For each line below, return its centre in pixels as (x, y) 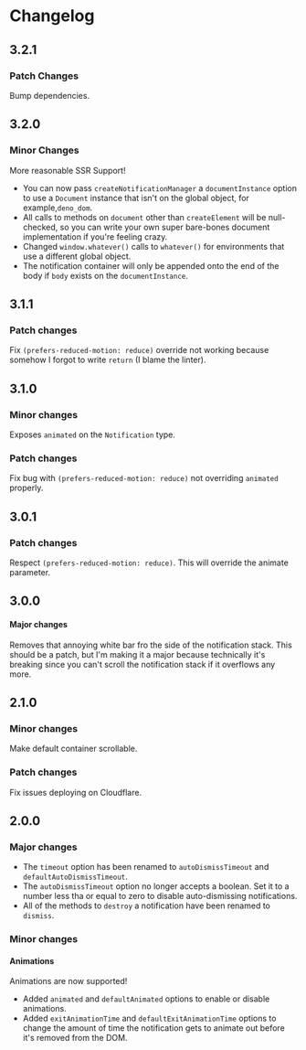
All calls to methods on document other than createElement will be (144, 217)
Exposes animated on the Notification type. (93, 434)
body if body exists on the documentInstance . (106, 275)
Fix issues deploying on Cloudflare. (76, 792)
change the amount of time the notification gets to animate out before (153, 1028)
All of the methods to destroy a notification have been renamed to (147, 905)
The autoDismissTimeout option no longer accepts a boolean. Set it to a (156, 886)
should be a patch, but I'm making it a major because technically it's (137, 654)
